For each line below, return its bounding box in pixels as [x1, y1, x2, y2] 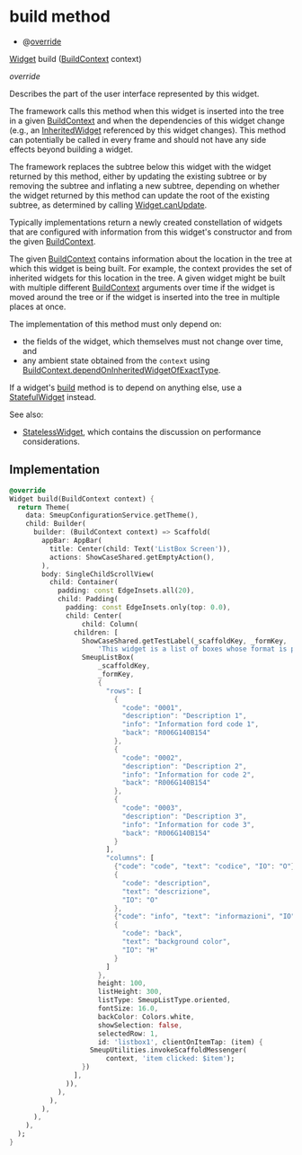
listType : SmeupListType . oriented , [97, 996, 231, 1005]
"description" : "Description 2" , [121, 761, 247, 770]
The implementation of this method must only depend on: [9, 318, 222, 329]
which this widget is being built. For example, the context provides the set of [9, 262, 292, 273]
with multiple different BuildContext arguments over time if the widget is [9, 281, 276, 293]
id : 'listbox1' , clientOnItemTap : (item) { [97, 1037, 263, 1046]
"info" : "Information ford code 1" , [121, 720, 259, 729]
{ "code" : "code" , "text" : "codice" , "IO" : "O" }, [113, 862, 299, 871]
